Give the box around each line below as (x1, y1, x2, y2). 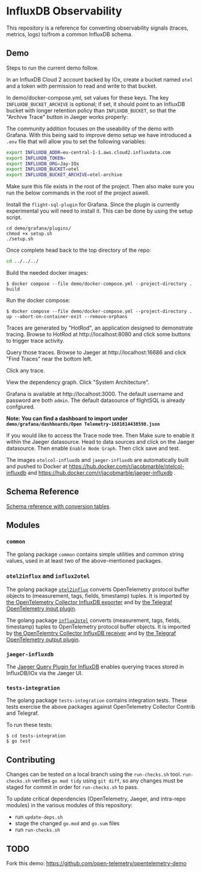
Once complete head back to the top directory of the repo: (6, 246, 152, 254)
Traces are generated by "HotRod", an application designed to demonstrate (6, 324, 194, 331)
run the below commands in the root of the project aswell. (6, 189, 150, 197)
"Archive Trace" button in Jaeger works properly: (6, 113, 128, 120)
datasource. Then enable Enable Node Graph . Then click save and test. (6, 445, 181, 452)
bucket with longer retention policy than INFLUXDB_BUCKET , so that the (6, 107, 176, 114)
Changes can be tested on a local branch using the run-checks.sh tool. (6, 771, 182, 778)
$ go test (6, 738, 31, 744)
